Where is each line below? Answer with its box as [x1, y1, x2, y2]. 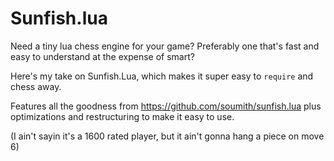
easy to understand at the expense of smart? [10, 50, 195, 62]
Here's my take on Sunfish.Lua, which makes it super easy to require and [10, 70, 314, 82]
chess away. [10, 80, 62, 92]
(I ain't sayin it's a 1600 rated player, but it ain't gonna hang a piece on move [10, 130, 325, 142]
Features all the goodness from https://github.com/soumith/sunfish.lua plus [10, 100, 322, 112]
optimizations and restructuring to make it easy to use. [10, 110, 235, 122]
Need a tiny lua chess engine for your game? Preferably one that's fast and [10, 40, 320, 52]
